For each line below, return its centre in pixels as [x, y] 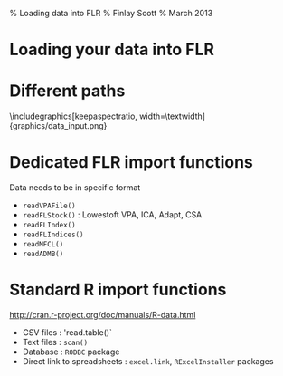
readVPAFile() [49, 206]
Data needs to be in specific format [75, 188]
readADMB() [43, 254]
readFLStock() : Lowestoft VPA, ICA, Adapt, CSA [112, 215]
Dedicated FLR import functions [131, 163]
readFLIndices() [53, 235]
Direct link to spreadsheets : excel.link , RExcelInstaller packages [148, 361]
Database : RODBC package [71, 352]
